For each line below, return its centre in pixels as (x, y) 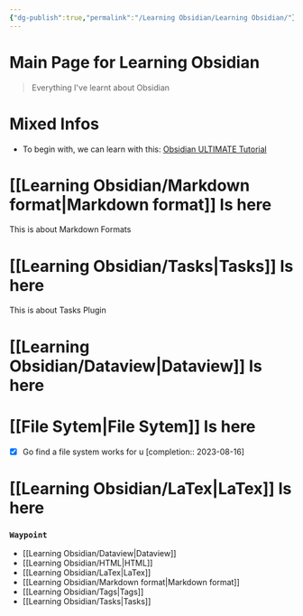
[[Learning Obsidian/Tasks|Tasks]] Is (151, 266)
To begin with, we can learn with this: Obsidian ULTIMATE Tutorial (145, 149)
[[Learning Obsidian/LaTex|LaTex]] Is (151, 488)
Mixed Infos (55, 124)
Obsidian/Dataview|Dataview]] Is (136, 366)
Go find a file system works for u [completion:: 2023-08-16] (133, 452)
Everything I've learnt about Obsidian (100, 88)
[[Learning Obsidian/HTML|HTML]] (87, 563)
